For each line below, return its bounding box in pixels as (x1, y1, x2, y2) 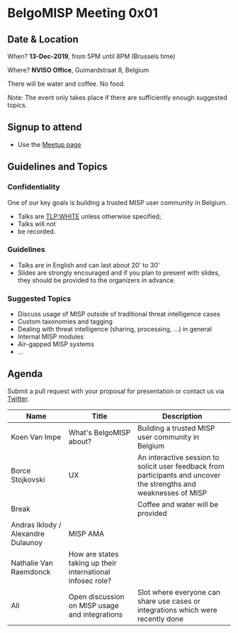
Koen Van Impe (11, 431, 62, 441)
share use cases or (137, 596, 200, 606)
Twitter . (7, 394, 30, 402)
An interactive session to (137, 452, 220, 462)
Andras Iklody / (11, 519, 62, 529)
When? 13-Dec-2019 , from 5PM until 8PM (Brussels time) (7, 52, 176, 60)
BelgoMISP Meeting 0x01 (7, 5, 158, 21)
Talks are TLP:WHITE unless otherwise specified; (17, 211, 161, 221)
